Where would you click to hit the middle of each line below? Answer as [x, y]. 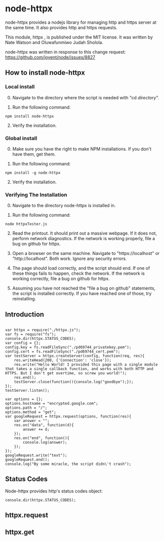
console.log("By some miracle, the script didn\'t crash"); [68, 464]
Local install [20, 87]
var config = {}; [23, 343]
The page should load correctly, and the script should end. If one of [81, 268]
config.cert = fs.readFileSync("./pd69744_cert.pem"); [63, 352]
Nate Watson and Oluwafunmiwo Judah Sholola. [54, 42]
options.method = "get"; [31, 412]
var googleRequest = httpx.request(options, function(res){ [68, 416]
